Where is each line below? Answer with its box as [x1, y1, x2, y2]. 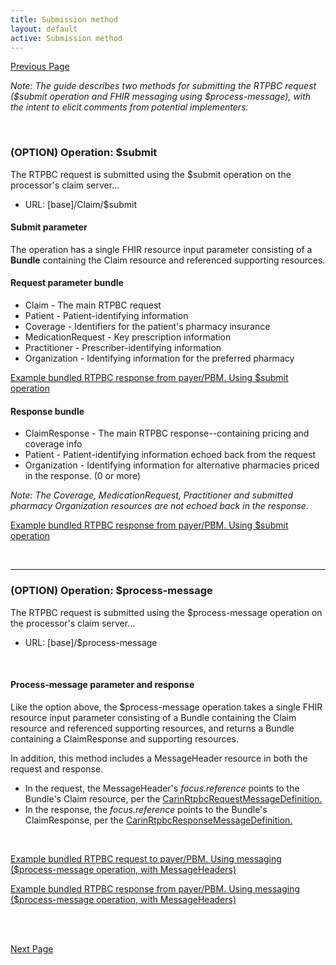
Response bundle [10, 405, 85, 417]
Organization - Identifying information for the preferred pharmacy [24, 352, 295, 365]
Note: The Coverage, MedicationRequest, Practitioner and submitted [10, 489, 294, 501]
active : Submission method [10, 33, 123, 43]
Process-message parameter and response [10, 679, 195, 691]
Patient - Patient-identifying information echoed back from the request [24, 449, 317, 461]
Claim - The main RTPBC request [24, 299, 162, 311]
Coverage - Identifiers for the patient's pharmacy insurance [24, 321, 271, 333]
